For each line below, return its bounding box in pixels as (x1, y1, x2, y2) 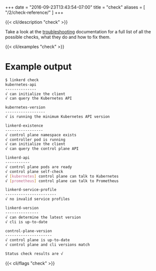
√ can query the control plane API (5, 146, 79, 151)
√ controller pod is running (5, 137, 66, 142)
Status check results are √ (5, 251, 64, 257)
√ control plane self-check (5, 169, 64, 174)
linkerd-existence (5, 123, 43, 128)
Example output (5, 61, 72, 73)
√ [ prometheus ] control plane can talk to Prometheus (5, 179, 119, 183)
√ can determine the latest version (5, 215, 81, 220)
